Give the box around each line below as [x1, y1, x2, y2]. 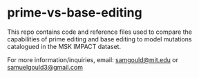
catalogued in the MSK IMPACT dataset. [7, 42, 122, 50]
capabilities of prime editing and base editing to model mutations [7, 35, 192, 43]
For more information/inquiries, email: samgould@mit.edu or [7, 55, 178, 64]
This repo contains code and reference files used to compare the [7, 28, 192, 36]
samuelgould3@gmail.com [7, 63, 83, 71]
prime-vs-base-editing [7, 5, 143, 21]
